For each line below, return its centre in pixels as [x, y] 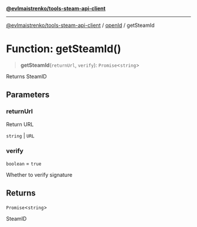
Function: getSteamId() [64, 49]
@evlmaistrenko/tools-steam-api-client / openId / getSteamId [80, 25]
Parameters [28, 95]
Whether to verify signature [39, 174]
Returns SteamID [26, 76]
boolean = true [24, 163]
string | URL [20, 135]
